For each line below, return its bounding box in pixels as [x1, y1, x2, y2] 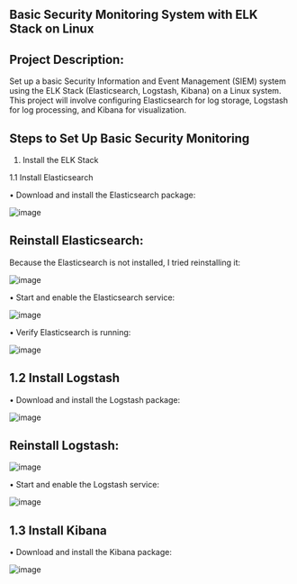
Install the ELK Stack [22, 155, 99, 166]
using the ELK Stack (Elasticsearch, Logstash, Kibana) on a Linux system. [9, 86, 282, 96]
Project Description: [9, 51, 124, 67]
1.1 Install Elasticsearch [9, 172, 94, 183]
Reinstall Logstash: [9, 438, 120, 453]
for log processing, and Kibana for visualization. [9, 105, 187, 115]
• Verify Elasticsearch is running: [9, 326, 131, 337]
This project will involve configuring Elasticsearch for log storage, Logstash [9, 95, 289, 106]
